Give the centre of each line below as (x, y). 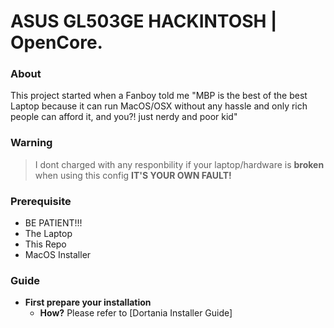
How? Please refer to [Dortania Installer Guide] (136, 313)
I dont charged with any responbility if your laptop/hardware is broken (179, 164)
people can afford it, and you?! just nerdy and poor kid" (124, 117)
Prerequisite (41, 201)
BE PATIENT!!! (53, 223)
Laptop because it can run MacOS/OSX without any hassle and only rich (159, 106)
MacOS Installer (58, 255)
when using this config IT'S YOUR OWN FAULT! (133, 175)
